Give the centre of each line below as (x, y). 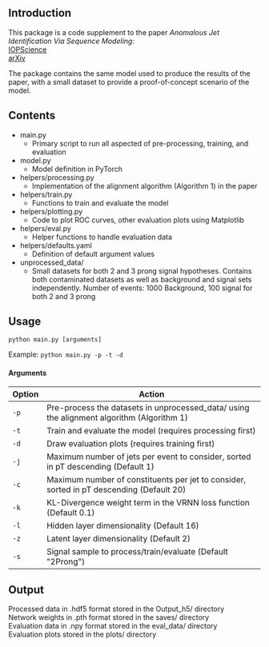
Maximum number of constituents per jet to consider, (147, 479)
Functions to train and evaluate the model (100, 202)
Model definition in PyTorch (77, 169)
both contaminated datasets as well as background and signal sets (142, 279)
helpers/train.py (46, 194)
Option (26, 393)
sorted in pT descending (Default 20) (116, 489)
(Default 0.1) (71, 513)
